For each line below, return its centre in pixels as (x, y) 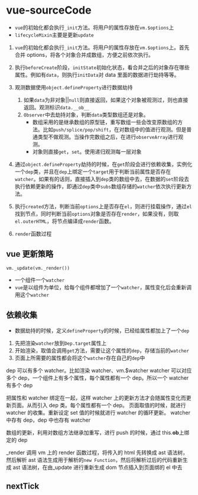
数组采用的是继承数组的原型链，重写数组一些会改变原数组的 (105, 122)
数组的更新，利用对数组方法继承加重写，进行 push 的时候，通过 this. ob (92, 432)
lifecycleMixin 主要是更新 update (54, 35)
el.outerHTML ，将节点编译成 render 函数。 (64, 221)
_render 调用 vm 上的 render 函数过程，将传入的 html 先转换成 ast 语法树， (97, 452)
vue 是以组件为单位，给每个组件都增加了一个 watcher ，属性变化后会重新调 (103, 287)
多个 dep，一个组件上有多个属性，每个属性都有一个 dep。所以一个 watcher (98, 378)
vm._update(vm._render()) (38, 268)
